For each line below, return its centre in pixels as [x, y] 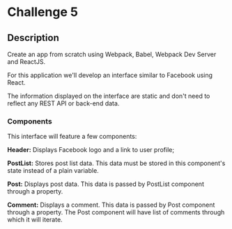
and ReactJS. [26, 62]
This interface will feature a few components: [72, 137]
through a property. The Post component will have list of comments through [116, 212]
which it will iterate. [35, 220]
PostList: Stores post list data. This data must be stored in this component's [116, 163]
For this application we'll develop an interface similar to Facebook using [110, 75]
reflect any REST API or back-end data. [63, 103]
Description [33, 38]
